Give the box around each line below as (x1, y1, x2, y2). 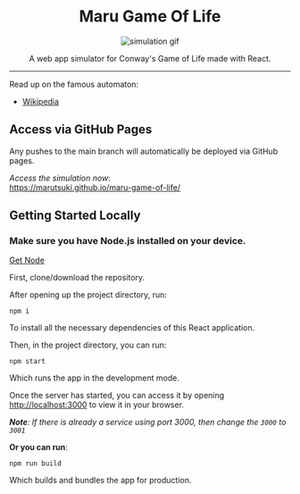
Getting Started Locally (9, 208, 141, 223)
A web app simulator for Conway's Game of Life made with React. (29, 53, 271, 63)
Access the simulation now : (9, 172, 112, 183)
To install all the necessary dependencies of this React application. (9, 322, 255, 333)
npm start (9, 357, 46, 366)
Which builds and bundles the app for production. (9, 475, 192, 486)
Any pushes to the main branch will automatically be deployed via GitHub (9, 146, 279, 156)
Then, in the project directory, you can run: (9, 339, 167, 350)
